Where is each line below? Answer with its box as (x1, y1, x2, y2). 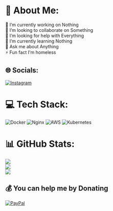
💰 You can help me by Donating (5, 184, 108, 193)
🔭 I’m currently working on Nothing (5, 22, 79, 28)
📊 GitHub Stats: (5, 138, 75, 149)
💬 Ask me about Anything (5, 43, 59, 49)
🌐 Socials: (5, 66, 39, 75)
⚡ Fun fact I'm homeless (5, 49, 56, 55)
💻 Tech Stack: (5, 99, 69, 110)
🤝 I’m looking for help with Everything (5, 32, 84, 39)
